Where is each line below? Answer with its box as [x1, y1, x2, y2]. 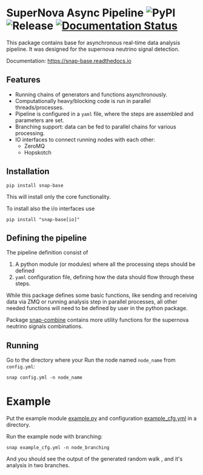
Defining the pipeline [6, 233, 87, 243]
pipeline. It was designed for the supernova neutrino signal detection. [6, 45, 180, 53]
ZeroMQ [24, 142, 45, 150]
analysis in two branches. [6, 462, 70, 469]
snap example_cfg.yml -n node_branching [6, 445, 110, 451]
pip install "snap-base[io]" [6, 216, 80, 222]
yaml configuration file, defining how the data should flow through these [15, 273, 195, 281]
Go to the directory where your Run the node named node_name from [6, 356, 176, 364]
